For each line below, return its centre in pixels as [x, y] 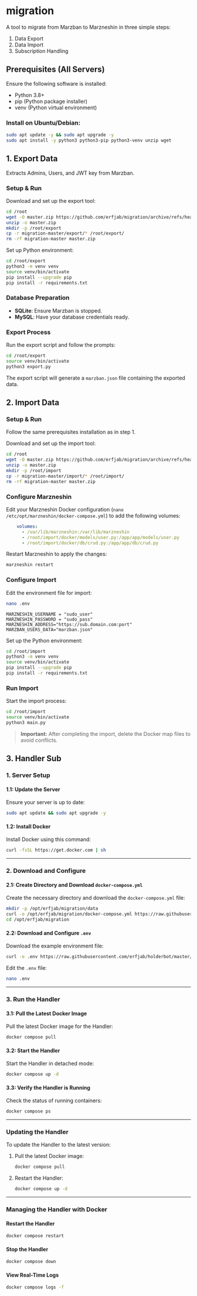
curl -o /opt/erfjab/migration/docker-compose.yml [69, 914]
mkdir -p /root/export [34, 228]
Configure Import [31, 580]
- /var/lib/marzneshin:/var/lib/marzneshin [76, 532]
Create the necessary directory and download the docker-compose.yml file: [96, 898]
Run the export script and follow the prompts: [61, 345]
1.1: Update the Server [33, 789]
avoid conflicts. [39, 740]
